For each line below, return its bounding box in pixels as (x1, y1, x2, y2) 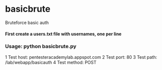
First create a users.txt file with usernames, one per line (5, 31, 122, 37)
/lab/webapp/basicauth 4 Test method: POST (5, 59, 97, 65)
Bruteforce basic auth (5, 20, 49, 25)
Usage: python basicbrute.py (5, 43, 77, 50)
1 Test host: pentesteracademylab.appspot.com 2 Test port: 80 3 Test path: (5, 54, 158, 60)
